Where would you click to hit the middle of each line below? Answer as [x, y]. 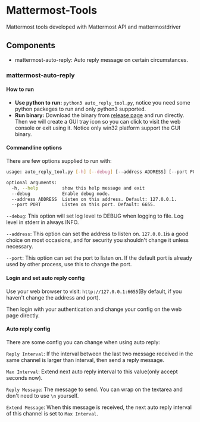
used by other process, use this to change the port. [69, 264]
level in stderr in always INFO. [43, 222]
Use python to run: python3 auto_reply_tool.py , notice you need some [102, 102]
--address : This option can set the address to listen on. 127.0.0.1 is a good [97, 234]
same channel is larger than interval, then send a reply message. [85, 360]
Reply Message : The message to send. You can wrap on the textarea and [94, 389]
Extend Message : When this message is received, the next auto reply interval [99, 407]
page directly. [23, 315]
